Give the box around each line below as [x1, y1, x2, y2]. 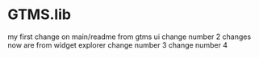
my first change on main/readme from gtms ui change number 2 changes [7, 32, 252, 41]
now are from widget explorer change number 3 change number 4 [7, 40, 228, 49]
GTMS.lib [7, 6, 72, 24]
